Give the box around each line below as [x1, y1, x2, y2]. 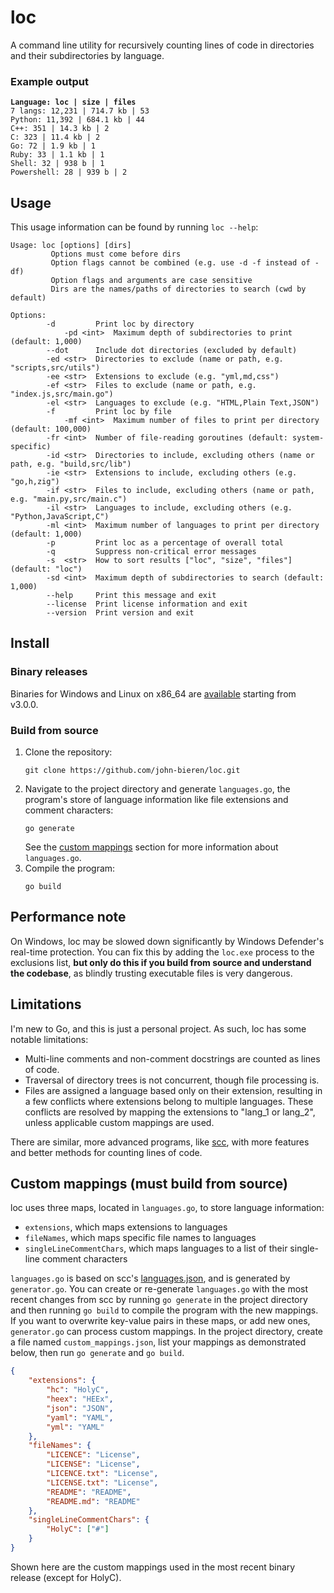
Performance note [10, 909, 127, 926]
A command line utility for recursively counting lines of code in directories [10, 39, 315, 51]
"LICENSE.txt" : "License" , [46, 1477, 159, 1488]
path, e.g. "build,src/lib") [10, 459, 132, 470]
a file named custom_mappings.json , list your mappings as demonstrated [10, 1336, 307, 1348]
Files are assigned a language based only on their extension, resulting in [24, 1084, 323, 1096]
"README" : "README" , [46, 1487, 132, 1497]
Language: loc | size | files [10, 97, 137, 108]
